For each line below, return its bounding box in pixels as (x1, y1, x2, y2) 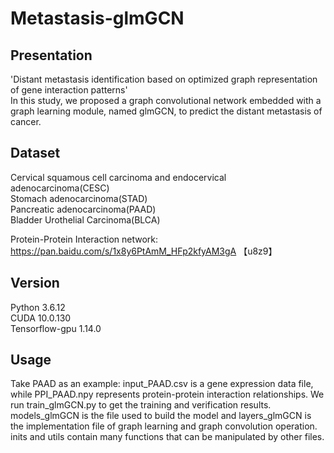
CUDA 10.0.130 (10, 312, 72, 324)
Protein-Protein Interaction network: (10, 233, 159, 245)
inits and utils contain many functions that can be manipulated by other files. (10, 431, 325, 443)
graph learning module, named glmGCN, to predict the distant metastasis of (10, 105, 323, 117)
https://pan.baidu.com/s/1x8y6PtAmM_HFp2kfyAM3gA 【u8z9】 (10, 245, 278, 257)
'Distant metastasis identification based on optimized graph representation (10, 73, 318, 85)
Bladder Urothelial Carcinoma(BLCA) (10, 213, 161, 226)
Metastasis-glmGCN (10, 7, 185, 30)
